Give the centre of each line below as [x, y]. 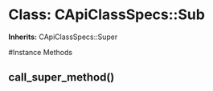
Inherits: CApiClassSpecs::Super [63, 37]
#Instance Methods [41, 52]
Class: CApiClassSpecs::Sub [106, 15]
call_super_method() [61, 77]
